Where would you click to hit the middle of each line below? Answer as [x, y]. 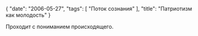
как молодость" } [28, 15]
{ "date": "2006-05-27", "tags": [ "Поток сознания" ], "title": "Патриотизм [99, 9]
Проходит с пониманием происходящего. [60, 27]
